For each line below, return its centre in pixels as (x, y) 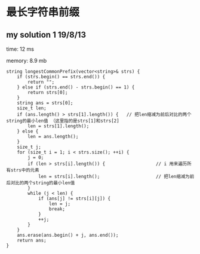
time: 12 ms (20, 49)
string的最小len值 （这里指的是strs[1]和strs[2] (63, 121)
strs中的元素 (25, 170)
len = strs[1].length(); (59, 126)
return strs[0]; (48, 93)
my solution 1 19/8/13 (46, 34)
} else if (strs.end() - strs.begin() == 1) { (76, 87)
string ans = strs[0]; (45, 103)
